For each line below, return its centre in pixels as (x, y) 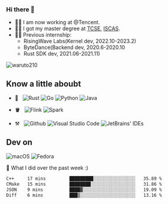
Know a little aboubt (44, 84)
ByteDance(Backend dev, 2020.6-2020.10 (74, 47)
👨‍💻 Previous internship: (43, 35)
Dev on (19, 142)
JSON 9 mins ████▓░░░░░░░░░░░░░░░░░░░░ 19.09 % (84, 190)
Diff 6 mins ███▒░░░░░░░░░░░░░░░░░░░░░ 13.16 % (84, 195)
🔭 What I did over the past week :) (47, 167)
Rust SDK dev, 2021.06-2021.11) (62, 54)
